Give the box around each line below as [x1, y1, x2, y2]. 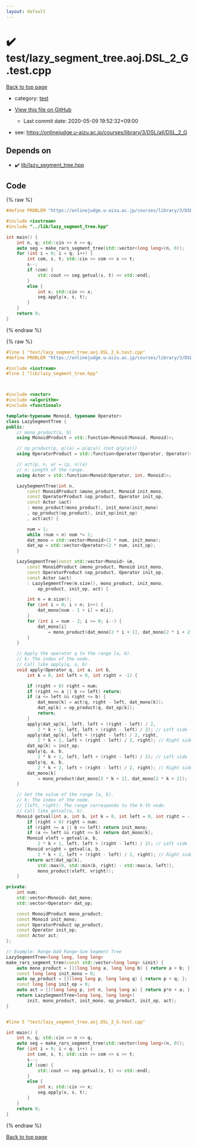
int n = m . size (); [27, 596, 72, 603]
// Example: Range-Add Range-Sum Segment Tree [6, 949, 122, 955]
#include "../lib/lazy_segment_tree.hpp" [6, 223, 109, 229]
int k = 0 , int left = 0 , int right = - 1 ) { [27, 672, 138, 678]
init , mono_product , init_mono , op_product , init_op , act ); [27, 998, 177, 1004]
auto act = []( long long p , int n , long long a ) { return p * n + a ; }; [16, 987, 193, 993]
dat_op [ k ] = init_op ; [27, 743, 80, 749]
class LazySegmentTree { [6, 419, 67, 424]
